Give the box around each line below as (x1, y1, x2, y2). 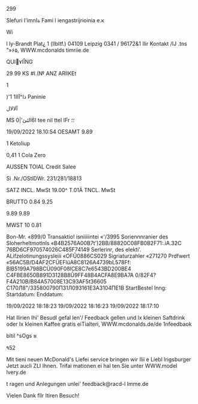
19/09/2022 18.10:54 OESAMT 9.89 (6, 128, 93, 135)
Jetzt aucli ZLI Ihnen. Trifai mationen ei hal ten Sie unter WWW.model (6, 362, 178, 369)
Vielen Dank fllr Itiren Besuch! (6, 392, 80, 399)
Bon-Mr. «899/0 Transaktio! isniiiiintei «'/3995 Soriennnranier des (6, 233, 169, 240)
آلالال (6, 105, 18, 112)
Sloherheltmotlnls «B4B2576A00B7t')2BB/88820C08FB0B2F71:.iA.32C (6, 240, 182, 246)
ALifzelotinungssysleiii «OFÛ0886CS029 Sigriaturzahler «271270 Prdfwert (6, 252, 190, 259)
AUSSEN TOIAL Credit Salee (6, 163, 76, 170)
